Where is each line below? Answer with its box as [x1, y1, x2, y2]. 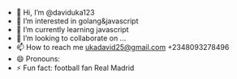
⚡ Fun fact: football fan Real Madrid [15, 63, 135, 73]
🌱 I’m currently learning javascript [15, 25, 129, 34]
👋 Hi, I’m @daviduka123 [15, 8, 95, 17]
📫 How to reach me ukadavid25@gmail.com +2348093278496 [15, 43, 230, 52]
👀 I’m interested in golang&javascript [15, 16, 139, 26]
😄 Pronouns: [15, 54, 61, 64]
